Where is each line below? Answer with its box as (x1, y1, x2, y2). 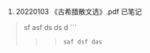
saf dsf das (62, 38, 103, 46)
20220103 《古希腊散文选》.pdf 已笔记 (15, 7, 142, 16)
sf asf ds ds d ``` (23, 23, 77, 32)
